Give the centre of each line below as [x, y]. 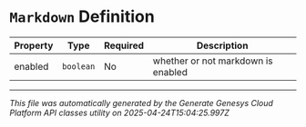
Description [222, 45]
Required [123, 45]
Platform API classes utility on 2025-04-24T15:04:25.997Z [119, 112]
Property [34, 45]
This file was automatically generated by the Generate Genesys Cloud [141, 103]
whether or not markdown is [213, 61]
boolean [79, 66]
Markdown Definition [82, 17]
